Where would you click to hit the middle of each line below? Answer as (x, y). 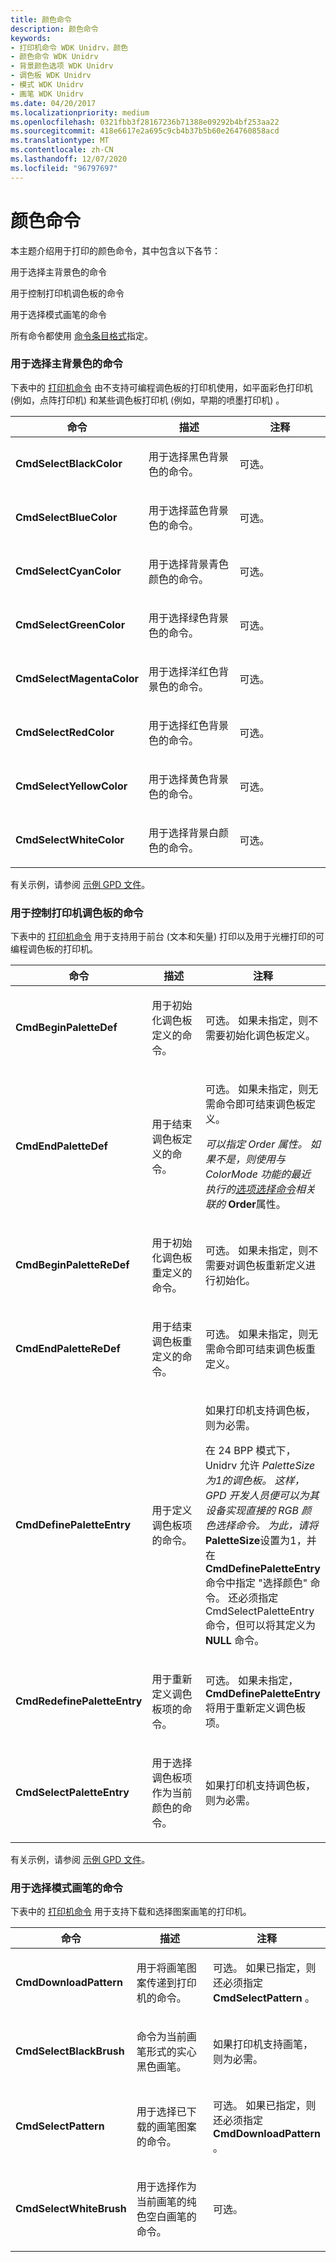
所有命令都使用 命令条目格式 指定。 (81, 335)
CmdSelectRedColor (65, 732)
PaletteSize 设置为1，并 (260, 1541)
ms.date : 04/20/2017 (53, 103)
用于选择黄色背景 (189, 779)
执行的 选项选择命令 (250, 1189)
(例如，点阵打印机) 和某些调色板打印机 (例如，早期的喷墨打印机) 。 (147, 400)
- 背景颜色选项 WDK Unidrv (62, 66)
